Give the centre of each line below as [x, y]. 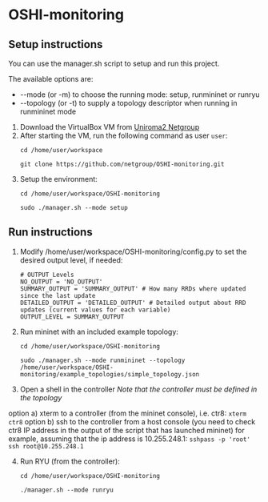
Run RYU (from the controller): [70, 461]
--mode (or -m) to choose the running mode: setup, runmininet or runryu [140, 94]
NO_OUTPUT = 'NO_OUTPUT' [61, 282]
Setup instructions [56, 44]
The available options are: [51, 79]
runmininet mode [48, 111]
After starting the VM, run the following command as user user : [124, 135]
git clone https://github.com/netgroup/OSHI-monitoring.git [122, 164]
